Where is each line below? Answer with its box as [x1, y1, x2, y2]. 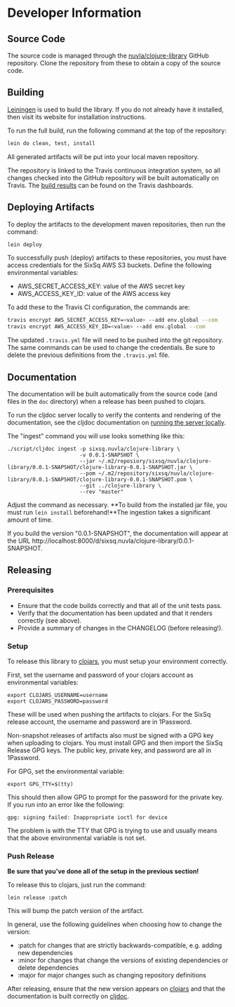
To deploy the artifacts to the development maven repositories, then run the [7, 219, 226, 229]
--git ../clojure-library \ [79, 482, 161, 489]
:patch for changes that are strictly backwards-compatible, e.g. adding [17, 941, 222, 949]
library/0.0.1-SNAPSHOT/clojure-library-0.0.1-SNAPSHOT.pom [7, 475, 187, 483]
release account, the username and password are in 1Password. [7, 717, 192, 726]
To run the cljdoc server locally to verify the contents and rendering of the [7, 410, 221, 419]
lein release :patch [7, 894, 68, 902]
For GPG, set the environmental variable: [7, 766, 125, 776]
